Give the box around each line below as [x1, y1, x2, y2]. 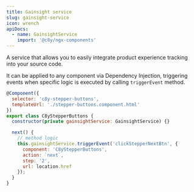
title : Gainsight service [6, 9, 72, 15]
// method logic [17, 135, 59, 142]
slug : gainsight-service [6, 15, 69, 21]
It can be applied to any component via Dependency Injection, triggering [6, 72, 188, 79]
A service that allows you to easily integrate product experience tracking [6, 54, 189, 61]
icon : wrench [6, 20, 40, 26]
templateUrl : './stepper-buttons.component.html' [12, 101, 140, 108]
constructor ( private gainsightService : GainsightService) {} [12, 118, 170, 125]
